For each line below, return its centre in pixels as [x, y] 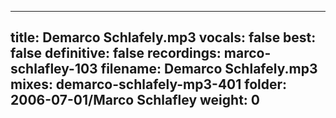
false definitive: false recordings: [116, 53]
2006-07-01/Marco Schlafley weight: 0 [135, 100]
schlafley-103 [54, 69]
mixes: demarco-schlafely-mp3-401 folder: [149, 84]
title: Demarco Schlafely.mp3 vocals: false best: [163, 37]
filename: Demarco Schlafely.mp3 [209, 69]
